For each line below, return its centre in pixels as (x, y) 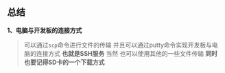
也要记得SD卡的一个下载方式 (64, 62)
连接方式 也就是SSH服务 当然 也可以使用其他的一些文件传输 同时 (127, 53)
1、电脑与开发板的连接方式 (45, 30)
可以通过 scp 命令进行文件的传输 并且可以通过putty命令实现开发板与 (118, 45)
